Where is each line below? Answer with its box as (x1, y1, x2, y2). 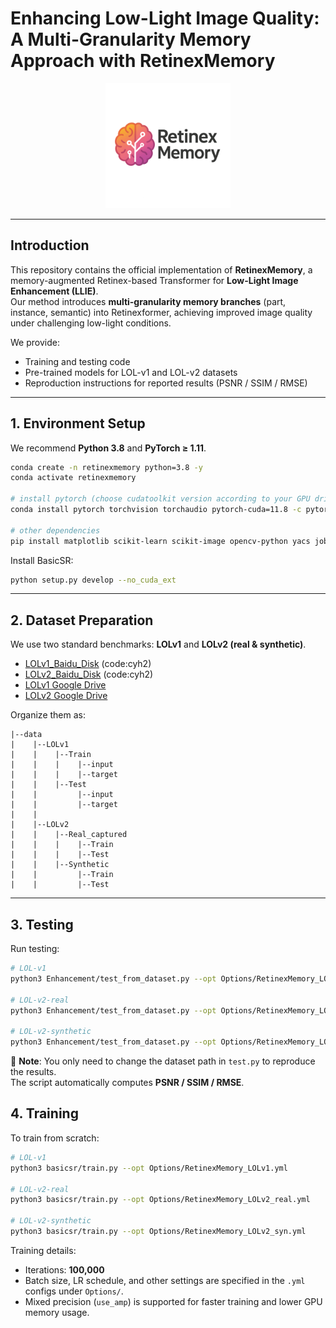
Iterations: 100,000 (24, 1263, 105, 1276)
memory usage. (24, 1306, 90, 1318)
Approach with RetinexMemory (10, 50, 276, 72)
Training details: (10, 1244, 77, 1256)
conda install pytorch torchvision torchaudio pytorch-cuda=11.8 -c (10, 505, 302, 515)
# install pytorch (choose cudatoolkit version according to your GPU (10, 494, 311, 504)
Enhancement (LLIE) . (10, 285, 99, 297)
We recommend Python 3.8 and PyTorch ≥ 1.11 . (10, 442, 207, 454)
